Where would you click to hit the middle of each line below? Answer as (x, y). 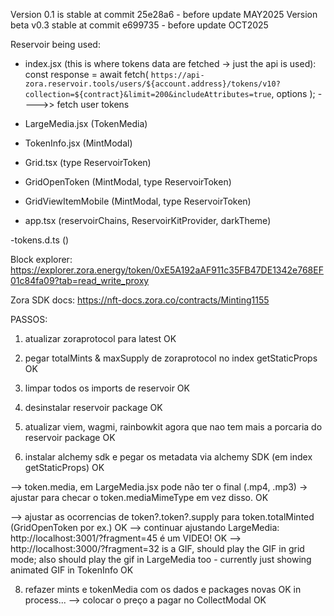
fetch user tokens (93, 104)
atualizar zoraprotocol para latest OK (100, 338)
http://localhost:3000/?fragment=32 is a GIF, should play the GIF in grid (157, 548)
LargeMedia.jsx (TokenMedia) (86, 123)
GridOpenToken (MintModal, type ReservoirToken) (128, 182)
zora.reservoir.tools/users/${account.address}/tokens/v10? (152, 84)
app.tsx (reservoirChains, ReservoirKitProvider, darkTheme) (148, 220)
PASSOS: (29, 319)
